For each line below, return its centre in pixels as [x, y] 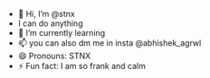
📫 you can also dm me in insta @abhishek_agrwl [110, 43]
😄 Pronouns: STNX [54, 56]
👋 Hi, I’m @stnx [46, 14]
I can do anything [50, 23]
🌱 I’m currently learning [62, 33]
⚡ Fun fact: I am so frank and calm [82, 66]
